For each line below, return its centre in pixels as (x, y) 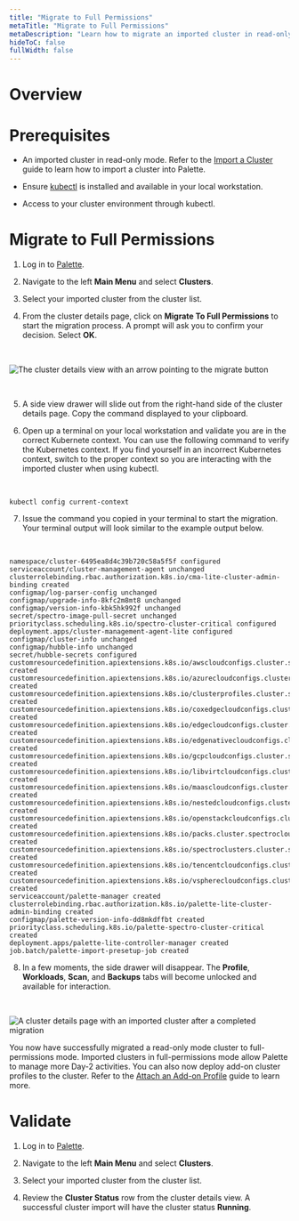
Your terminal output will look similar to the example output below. (143, 528)
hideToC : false (37, 42)
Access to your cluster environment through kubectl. (118, 204)
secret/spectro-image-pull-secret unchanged (93, 616)
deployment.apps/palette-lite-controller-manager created (119, 943)
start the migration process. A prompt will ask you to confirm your (143, 326)
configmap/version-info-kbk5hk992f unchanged (95, 609)
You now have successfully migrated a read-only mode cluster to (129, 1047)
